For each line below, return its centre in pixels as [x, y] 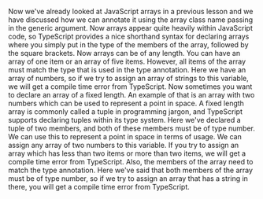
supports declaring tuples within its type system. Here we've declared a [125, 120]
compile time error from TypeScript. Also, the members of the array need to [131, 162]
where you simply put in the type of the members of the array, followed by [129, 45]
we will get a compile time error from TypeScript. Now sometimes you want [130, 87]
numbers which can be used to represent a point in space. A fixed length [126, 103]
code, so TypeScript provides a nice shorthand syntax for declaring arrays [129, 36]
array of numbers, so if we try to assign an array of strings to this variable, [129, 78]
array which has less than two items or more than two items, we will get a [127, 153]
